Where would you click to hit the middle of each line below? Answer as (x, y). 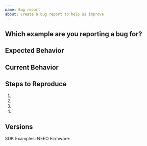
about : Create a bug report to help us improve (55, 14)
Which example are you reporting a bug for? (73, 34)
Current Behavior (32, 67)
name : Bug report (23, 10)
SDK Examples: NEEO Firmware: (38, 139)
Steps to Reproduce (36, 84)
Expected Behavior (35, 51)
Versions (19, 127)
